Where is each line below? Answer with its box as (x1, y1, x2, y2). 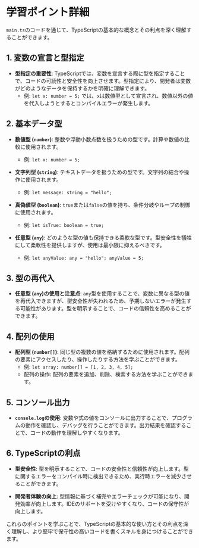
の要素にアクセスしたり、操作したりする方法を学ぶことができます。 (14, 356, 181, 363)
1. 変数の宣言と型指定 (6, 53, 84, 63)
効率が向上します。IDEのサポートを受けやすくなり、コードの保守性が (20, 500, 189, 507)
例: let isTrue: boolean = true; (23, 221, 104, 228)
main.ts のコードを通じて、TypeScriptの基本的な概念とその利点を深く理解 (6, 26, 187, 33)
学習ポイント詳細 (6, 5, 90, 19)
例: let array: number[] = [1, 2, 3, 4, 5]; (23, 363, 134, 370)
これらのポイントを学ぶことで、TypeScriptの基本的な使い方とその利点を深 (6, 520, 189, 527)
